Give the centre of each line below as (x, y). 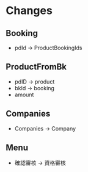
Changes (29, 11)
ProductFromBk (36, 67)
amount (24, 95)
